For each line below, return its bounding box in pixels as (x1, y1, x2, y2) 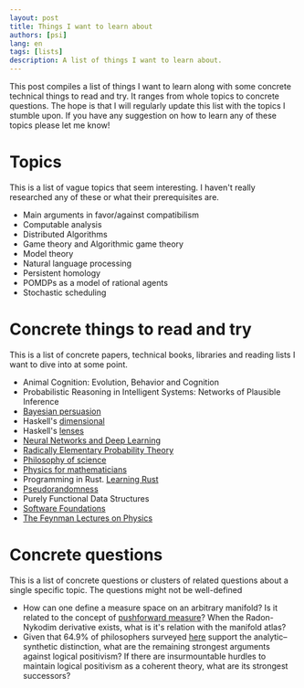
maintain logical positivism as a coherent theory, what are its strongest (22, 660, 288, 672)
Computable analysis (22, 218, 102, 229)
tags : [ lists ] (9, 48, 64, 57)
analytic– (254, 631, 288, 642)
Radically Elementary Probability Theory (22, 444, 174, 455)
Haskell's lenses (22, 425, 85, 436)
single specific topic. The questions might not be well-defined (9, 584, 243, 595)
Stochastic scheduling (22, 287, 107, 298)
